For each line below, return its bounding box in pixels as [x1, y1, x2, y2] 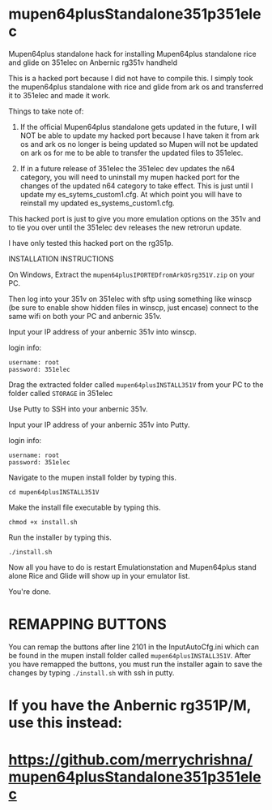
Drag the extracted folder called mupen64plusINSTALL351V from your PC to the [8, 379, 264, 390]
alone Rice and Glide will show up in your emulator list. [8, 571, 190, 580]
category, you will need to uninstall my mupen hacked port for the [19, 172, 240, 182]
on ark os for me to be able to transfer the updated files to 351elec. [19, 148, 244, 157]
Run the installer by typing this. [8, 532, 112, 542]
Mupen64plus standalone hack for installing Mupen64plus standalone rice [8, 49, 257, 58]
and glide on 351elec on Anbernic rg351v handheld [8, 58, 178, 67]
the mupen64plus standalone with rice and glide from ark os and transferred [8, 82, 264, 92]
